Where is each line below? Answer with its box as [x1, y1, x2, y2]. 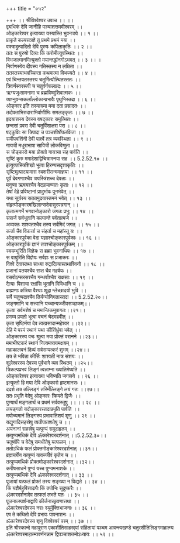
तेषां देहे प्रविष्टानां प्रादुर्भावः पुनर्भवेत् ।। [6, 188, 75, 195]
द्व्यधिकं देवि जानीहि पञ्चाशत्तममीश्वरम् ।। [6, 23, 83, 30]
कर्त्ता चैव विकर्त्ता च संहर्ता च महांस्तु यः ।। [6, 228, 83, 234]
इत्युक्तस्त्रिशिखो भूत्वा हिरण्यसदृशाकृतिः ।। [6, 162, 85, 169]
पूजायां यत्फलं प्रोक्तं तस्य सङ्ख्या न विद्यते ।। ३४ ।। [6, 478, 106, 485]
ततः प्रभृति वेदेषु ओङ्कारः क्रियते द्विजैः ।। [6, 392, 81, 399]
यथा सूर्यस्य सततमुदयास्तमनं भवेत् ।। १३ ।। [6, 194, 91, 202]
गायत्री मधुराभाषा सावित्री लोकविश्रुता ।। [6, 142, 79, 149]
